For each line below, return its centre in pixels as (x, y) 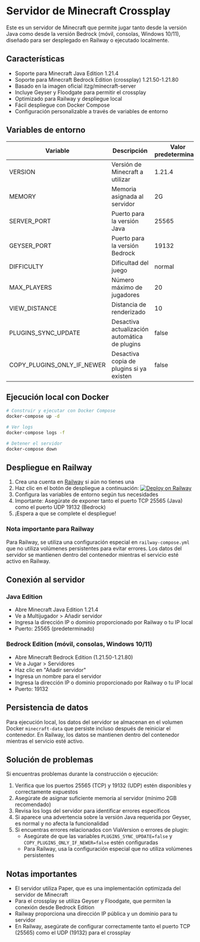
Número (123, 280)
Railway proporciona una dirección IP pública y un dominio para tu (96, 914)
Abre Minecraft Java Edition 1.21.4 (57, 610)
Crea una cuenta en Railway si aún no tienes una (74, 482)
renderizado (129, 312)
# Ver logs (20, 427)
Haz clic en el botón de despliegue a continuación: (77, 488)
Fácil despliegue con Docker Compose (62, 105)
